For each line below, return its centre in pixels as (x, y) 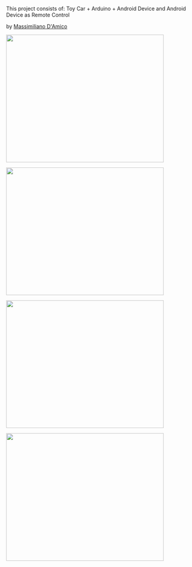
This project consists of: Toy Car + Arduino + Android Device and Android (96, 9)
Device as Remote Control (38, 15)
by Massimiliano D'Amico (37, 26)
